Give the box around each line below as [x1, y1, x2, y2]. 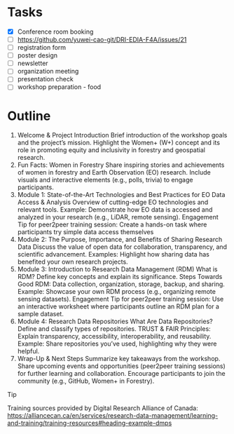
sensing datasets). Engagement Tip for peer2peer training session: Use [17, 295, 224, 304]
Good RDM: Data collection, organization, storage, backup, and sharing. [17, 280, 226, 288]
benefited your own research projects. [17, 257, 128, 266]
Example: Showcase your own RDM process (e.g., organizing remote [17, 287, 216, 296]
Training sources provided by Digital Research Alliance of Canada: [7, 404, 198, 412]
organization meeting [17, 67, 79, 76]
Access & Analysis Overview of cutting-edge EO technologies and [17, 198, 209, 207]
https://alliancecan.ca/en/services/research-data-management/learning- [7, 412, 219, 420]
